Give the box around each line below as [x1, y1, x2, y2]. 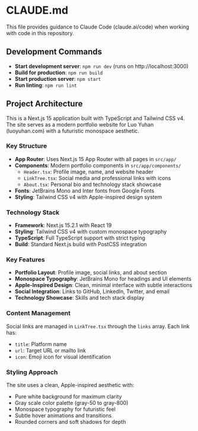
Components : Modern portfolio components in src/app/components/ [14, 162, 181, 169]
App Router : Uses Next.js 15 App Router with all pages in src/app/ [14, 155, 177, 162]
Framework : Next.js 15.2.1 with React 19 [14, 222, 112, 229]
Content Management [6, 309, 71, 317]
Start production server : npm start [14, 75, 101, 82]
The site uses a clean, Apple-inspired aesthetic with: [6, 382, 135, 389]
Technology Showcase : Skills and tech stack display [14, 294, 145, 301]
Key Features [6, 256, 46, 264]
